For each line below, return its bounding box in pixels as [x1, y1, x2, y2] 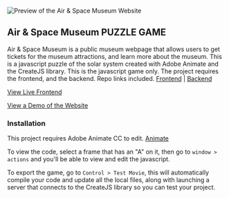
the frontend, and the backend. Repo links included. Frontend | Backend [7, 74, 212, 82]
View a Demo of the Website [7, 101, 89, 109]
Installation [7, 118, 46, 128]
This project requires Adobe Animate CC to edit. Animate [7, 134, 170, 143]
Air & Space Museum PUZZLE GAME [7, 26, 166, 38]
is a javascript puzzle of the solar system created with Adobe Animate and [7, 60, 219, 68]
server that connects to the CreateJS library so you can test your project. [7, 183, 216, 192]
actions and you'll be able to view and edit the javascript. [7, 155, 171, 163]
